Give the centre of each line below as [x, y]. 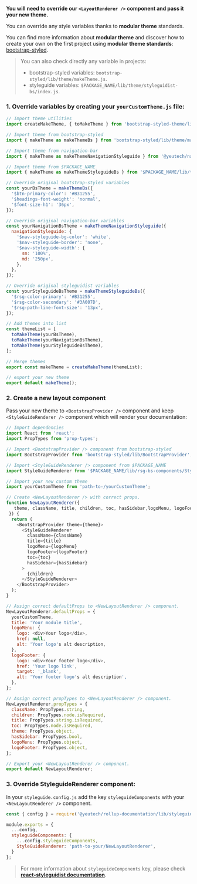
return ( [22, 519]
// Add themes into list [36, 324]
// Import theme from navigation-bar [52, 151]
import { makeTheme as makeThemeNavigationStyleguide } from [82, 156]
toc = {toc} [39, 557]
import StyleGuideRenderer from [45, 471]
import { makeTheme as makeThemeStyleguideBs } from [72, 172]
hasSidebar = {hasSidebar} [57, 563]
